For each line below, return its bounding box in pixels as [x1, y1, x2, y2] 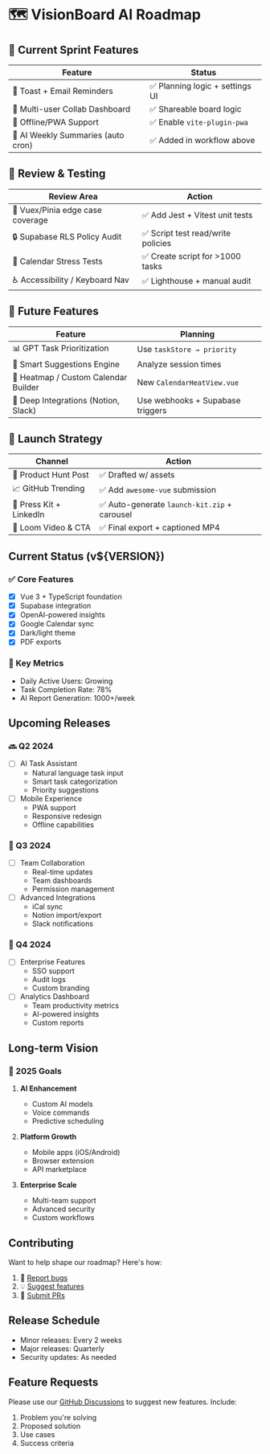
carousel [99, 509, 133, 520]
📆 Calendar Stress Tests [12, 256, 103, 267]
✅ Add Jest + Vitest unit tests [141, 209, 253, 220]
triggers [137, 404, 167, 416]
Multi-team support [31, 1196, 96, 1206]
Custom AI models [31, 1100, 94, 1109]
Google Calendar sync [19, 619, 95, 629]
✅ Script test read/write [141, 227, 231, 239]
